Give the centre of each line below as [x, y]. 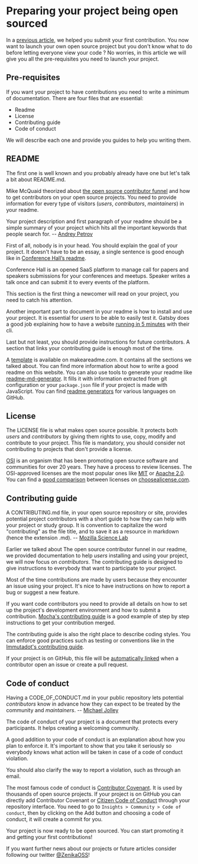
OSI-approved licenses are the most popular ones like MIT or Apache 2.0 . [95, 474]
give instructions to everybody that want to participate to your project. [92, 568]
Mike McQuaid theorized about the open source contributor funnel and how [98, 190]
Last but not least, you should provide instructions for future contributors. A [98, 342]
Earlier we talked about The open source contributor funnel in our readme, [97, 549]
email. [14, 776]
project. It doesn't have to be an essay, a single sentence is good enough [95, 252]
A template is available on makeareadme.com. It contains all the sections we [99, 360]
